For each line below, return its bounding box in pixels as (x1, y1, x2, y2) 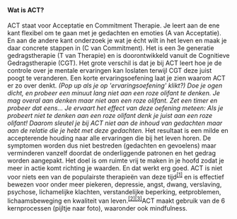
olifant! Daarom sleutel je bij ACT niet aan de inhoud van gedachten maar (7, 119, 223, 127)
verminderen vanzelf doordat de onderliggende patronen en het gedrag (7, 149, 216, 158)
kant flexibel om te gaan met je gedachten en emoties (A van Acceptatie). (7, 29, 221, 37)
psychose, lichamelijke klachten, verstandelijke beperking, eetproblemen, (7, 187, 221, 196)
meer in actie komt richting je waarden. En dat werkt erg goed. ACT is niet (7, 164, 223, 172)
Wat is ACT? (7, 6, 45, 14)
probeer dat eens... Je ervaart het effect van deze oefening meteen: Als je (7, 104, 224, 112)
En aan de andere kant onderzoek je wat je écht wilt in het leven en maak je (7, 36, 228, 45)
